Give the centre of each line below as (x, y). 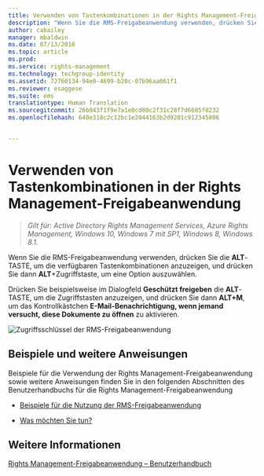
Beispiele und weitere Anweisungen (98, 354)
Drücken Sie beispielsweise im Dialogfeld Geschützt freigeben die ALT (124, 289)
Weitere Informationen (65, 445)
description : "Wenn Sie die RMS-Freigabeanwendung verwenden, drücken (126, 23)
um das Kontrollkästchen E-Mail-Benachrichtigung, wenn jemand (116, 306)
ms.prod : (22, 60)
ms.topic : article (38, 52)
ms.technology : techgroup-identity (66, 74)
